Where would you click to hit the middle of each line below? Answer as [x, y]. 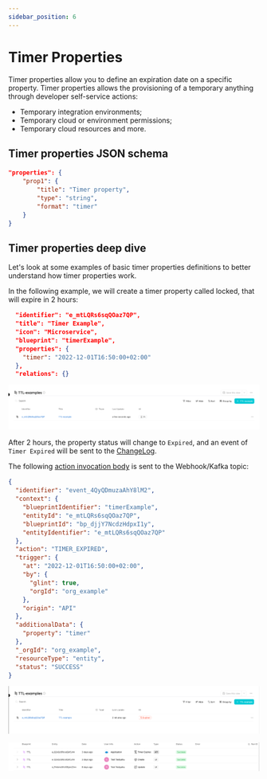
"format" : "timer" [67, 206]
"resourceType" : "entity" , [60, 658]
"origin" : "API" [50, 608]
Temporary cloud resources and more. [83, 128]
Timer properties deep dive [77, 248]
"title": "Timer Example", [60, 324]
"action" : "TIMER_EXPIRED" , [62, 550]
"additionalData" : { [49, 625]
